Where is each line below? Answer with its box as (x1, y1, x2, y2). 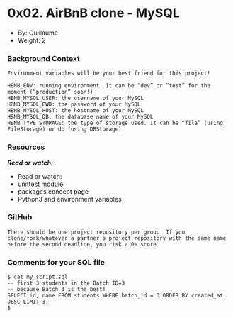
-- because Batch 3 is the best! (7, 286, 106, 293)
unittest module (17, 180, 64, 188)
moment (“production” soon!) (7, 89, 93, 96)
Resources (7, 142, 45, 152)
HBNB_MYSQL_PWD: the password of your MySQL (7, 101, 141, 108)
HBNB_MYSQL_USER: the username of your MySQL (7, 94, 144, 102)
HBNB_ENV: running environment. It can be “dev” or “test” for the (7, 82, 211, 89)
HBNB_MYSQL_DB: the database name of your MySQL (7, 114, 154, 121)
